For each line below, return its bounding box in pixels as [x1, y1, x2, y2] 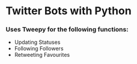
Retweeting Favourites [14, 52, 70, 59]
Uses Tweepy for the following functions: [5, 25, 129, 34]
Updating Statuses [14, 39, 61, 46]
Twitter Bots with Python [5, 4, 132, 18]
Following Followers [14, 45, 64, 52]
